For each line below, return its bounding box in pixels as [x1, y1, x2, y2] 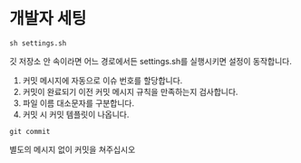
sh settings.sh [9, 38, 67, 48]
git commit [9, 127, 51, 136]
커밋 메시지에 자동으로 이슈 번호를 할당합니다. [22, 74, 183, 86]
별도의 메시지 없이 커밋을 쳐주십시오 [9, 144, 136, 155]
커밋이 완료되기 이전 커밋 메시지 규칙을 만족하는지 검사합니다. [22, 86, 238, 97]
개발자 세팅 [9, 8, 87, 29]
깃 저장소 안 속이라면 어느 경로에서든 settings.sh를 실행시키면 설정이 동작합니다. [9, 55, 292, 66]
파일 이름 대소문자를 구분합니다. [22, 97, 134, 109]
